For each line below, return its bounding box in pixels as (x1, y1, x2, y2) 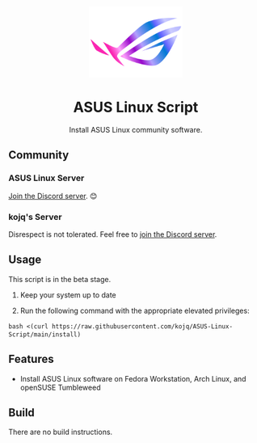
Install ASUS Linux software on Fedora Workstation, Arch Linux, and (19, 373, 246, 383)
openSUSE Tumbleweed (19, 382, 101, 392)
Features (8, 352, 54, 366)
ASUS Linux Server (8, 172, 85, 184)
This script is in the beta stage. (8, 274, 112, 284)
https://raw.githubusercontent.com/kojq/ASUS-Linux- (51, 322, 233, 331)
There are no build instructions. (8, 427, 113, 437)
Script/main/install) (8, 330, 82, 339)
